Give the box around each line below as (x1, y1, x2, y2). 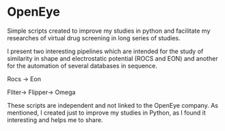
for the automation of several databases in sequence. (7, 61, 158, 70)
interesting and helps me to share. (7, 115, 103, 123)
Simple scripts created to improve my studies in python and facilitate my (7, 27, 211, 35)
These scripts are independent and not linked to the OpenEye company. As (7, 101, 219, 109)
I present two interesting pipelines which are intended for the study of (7, 47, 204, 55)
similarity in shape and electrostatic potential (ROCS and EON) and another (7, 54, 218, 62)
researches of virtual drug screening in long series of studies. (7, 33, 181, 42)
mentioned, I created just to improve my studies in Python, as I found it (7, 108, 207, 117)
